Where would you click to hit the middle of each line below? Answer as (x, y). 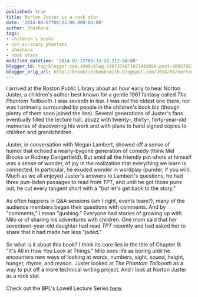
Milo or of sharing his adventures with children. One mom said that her (92, 220)
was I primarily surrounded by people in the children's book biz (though (93, 107)
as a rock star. (23, 276)
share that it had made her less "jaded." (54, 232)
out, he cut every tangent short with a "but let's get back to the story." (91, 188)
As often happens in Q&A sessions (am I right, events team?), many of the (95, 201)
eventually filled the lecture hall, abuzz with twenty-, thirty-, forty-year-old (96, 120)
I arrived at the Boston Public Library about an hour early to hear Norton (93, 88)
